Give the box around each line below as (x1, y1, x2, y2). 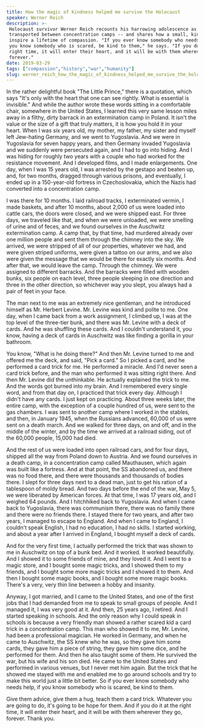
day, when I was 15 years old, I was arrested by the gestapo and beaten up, (6, 166, 195, 173)
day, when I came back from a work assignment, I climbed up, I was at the (6, 312, 192, 320)
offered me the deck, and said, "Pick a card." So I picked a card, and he (6, 357, 185, 364)
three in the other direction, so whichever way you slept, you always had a (6, 281, 192, 288)
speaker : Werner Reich (6, 15, 64, 21)
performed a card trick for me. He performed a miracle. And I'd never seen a (6, 363, 197, 371)
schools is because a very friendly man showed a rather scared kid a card (6, 619, 191, 626)
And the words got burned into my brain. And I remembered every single (6, 382, 188, 390)
